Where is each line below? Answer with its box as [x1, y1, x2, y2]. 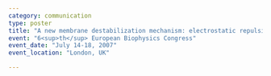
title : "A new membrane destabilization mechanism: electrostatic [8, 26, 236, 34]
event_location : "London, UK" [8, 49, 110, 57]
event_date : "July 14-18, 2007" [8, 42, 117, 50]
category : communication [8, 11, 92, 20]
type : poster [8, 19, 52, 27]
